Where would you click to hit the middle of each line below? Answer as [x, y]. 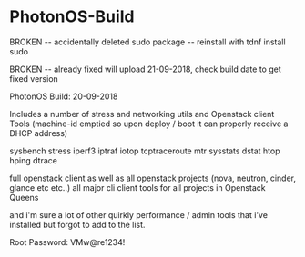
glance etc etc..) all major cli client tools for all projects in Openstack [137, 187]
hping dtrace [33, 160]
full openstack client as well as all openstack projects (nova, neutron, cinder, [153, 178]
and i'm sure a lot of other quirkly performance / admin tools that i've [139, 214]
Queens [24, 197]
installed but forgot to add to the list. [77, 224]
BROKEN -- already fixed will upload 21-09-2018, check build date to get [145, 69]
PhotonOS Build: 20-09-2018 [64, 96]
